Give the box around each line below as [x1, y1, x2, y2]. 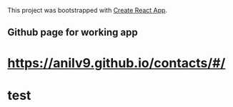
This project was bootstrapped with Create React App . [7, 6, 168, 14]
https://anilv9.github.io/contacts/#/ [7, 55, 226, 71]
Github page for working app [7, 26, 138, 38]
